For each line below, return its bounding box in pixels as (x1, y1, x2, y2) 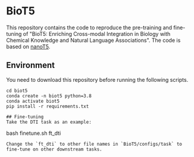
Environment (6, 60, 55, 70)
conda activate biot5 (6, 98, 60, 104)
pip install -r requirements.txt (6, 103, 89, 109)
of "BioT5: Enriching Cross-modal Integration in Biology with (23, 30, 171, 37)
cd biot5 (6, 88, 28, 94)
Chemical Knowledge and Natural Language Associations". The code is (6, 36, 181, 44)
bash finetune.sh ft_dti (6, 130, 61, 137)
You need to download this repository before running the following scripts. (6, 76, 189, 83)
